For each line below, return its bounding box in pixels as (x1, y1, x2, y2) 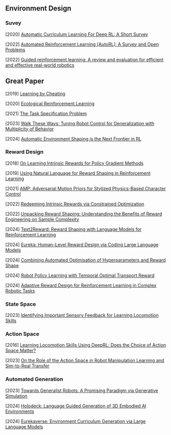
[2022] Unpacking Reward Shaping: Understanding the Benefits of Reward (5, 210, 162, 217)
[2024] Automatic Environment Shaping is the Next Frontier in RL (5, 135, 142, 142)
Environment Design (5, 4, 71, 13)
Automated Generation (5, 375, 63, 383)
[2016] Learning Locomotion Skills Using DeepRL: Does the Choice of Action (5, 342, 166, 348)
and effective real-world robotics (5, 62, 75, 68)
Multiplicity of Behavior (5, 126, 54, 132)
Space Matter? (5, 347, 36, 353)
